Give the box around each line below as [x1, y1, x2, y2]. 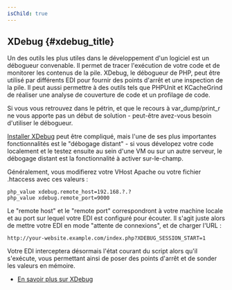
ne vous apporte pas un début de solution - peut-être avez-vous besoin [7, 111, 212, 120]
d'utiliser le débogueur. [7, 119, 73, 127]
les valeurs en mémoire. [7, 262, 76, 270]
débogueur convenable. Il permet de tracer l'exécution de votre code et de [7, 62, 220, 70]
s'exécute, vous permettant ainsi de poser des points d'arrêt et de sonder [7, 254, 217, 263]
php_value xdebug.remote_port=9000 [7, 194, 110, 201]
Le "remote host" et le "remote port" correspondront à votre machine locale [7, 207, 224, 215]
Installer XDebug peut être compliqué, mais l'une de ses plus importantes [7, 132, 217, 141]
